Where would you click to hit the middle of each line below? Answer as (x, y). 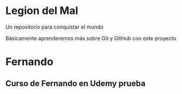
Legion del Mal (42, 11)
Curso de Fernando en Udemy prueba (75, 83)
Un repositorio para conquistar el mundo (55, 27)
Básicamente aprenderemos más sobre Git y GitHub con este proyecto (91, 38)
